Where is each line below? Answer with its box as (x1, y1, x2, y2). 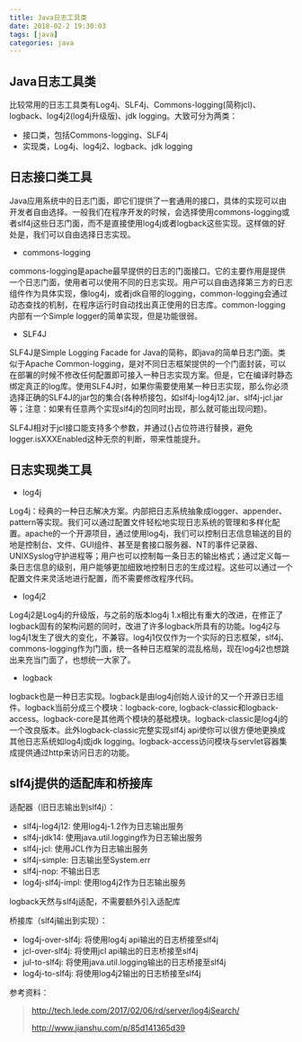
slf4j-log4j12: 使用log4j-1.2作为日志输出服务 (22, 820, 184, 832)
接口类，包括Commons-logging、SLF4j (22, 129, 169, 140)
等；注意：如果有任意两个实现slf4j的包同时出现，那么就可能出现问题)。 (9, 403, 272, 414)
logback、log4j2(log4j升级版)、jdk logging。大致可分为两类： (9, 111, 238, 121)
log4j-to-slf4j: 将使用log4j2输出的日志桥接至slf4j (22, 967, 201, 978)
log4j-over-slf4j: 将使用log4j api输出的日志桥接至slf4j (22, 934, 218, 945)
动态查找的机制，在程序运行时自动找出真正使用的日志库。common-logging (9, 298, 286, 310)
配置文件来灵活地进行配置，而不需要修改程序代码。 (9, 573, 199, 583)
